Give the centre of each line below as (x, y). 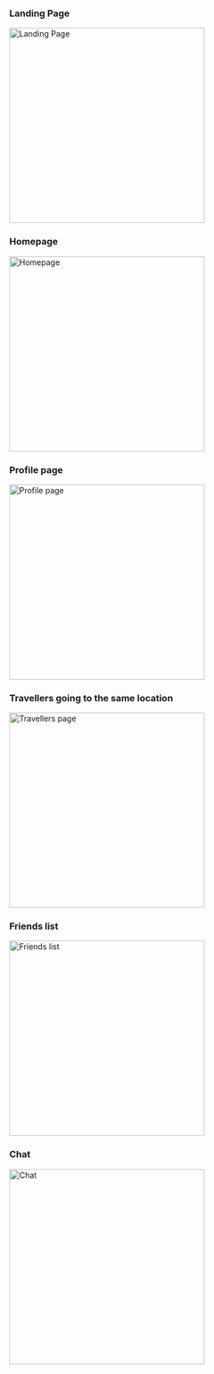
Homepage (33, 242)
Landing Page (40, 13)
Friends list (34, 926)
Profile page (37, 469)
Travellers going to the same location (91, 698)
